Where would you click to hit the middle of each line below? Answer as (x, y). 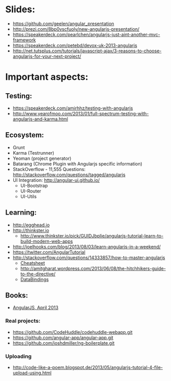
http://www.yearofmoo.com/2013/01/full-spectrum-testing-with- (81, 113)
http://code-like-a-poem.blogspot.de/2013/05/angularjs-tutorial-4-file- (88, 367)
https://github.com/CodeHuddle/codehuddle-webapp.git (73, 332)
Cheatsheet (33, 263)
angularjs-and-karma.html (40, 119)
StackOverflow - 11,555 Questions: (49, 169)
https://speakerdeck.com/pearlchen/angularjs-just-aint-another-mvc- (86, 34)
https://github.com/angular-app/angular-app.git (63, 337)
